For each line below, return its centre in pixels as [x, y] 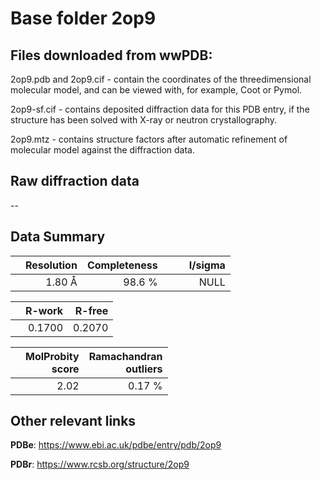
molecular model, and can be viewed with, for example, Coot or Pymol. [156, 90]
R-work [44, 310]
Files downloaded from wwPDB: [111, 55]
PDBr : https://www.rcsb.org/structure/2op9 [100, 464]
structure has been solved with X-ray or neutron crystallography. [144, 120]
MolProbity [52, 356]
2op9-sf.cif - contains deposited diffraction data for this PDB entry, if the [160, 109]
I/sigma [207, 265]
